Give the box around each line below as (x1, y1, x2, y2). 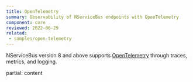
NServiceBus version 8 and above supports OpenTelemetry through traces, (6, 52, 188, 59)
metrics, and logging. (6, 58, 57, 65)
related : (6, 30, 27, 36)
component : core (6, 19, 46, 25)
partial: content (6, 70, 43, 76)
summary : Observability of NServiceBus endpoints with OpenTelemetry (6, 14, 180, 20)
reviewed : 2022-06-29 (6, 25, 59, 31)
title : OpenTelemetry (6, 8, 59, 15)
